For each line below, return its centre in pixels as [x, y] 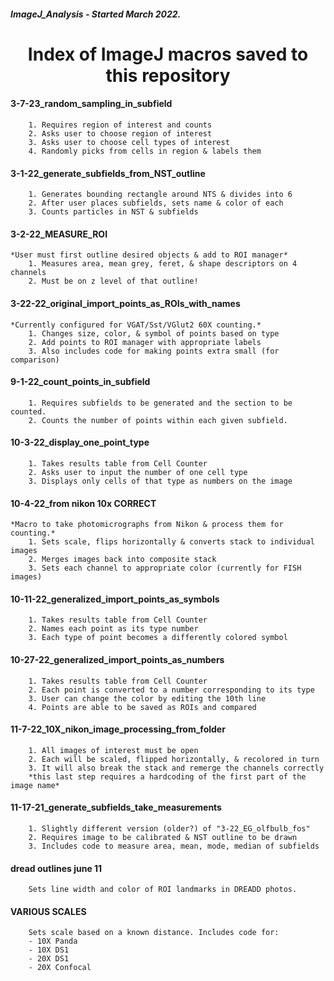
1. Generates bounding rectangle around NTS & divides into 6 [160, 195]
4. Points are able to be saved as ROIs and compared [142, 707]
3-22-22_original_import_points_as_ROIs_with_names [125, 303]
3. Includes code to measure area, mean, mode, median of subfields [174, 846]
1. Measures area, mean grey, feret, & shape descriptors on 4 [163, 264]
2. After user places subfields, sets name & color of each [156, 203]
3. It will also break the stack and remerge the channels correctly [176, 768]
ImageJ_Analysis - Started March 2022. [96, 14]
